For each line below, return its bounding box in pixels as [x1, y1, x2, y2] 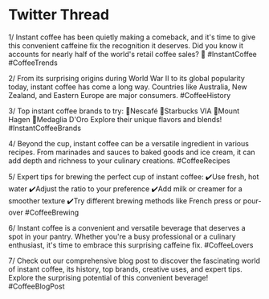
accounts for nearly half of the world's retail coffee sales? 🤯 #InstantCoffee [8, 49, 257, 59]
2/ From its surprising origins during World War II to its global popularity [8, 73, 245, 83]
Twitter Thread [8, 6, 110, 24]
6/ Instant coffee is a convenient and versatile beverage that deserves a [8, 223, 247, 232]
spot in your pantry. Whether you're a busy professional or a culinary [8, 231, 236, 241]
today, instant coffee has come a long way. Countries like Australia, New [8, 82, 247, 92]
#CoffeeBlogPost [8, 281, 65, 291]
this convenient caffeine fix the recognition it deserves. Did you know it [8, 40, 243, 50]
